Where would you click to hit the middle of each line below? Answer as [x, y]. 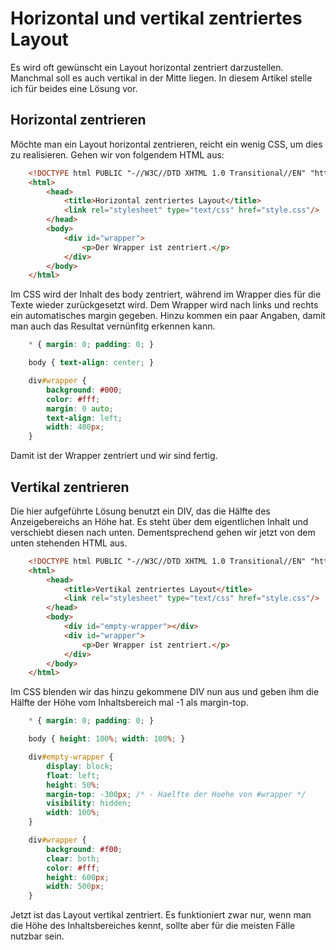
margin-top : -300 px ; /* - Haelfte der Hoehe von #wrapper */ [176, 794]
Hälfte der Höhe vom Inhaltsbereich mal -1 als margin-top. [129, 703]
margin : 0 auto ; [80, 408]
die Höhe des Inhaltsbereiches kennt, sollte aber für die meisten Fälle [153, 926]
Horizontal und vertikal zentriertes [156, 18]
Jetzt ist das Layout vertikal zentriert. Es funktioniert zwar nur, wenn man [161, 915]
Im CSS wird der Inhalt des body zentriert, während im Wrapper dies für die [166, 294]
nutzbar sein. [37, 936]
